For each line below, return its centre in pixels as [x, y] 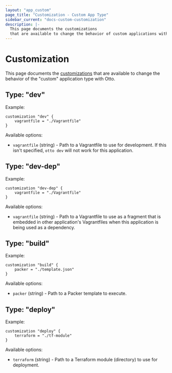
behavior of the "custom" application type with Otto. [60, 79]
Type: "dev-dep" [33, 167]
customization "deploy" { [33, 331]
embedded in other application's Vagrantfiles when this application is [85, 222]
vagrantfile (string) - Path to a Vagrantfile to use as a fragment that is [87, 216]
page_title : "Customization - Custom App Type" [57, 15]
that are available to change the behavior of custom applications [83, 34]
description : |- [23, 24]
